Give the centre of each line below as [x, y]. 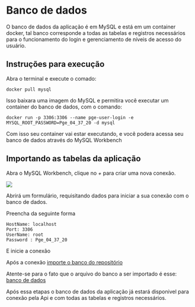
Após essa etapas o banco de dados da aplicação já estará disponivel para [98, 292]
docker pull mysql [29, 89]
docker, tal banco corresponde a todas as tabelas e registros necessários [96, 33]
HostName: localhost [32, 224]
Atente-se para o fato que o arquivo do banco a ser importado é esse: [92, 274]
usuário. [16, 46]
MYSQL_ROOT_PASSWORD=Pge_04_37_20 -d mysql [61, 123]
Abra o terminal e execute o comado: [51, 78]
